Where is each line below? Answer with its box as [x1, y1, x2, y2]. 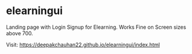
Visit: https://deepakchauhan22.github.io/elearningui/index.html [6, 41, 160, 48]
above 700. [6, 29, 33, 36]
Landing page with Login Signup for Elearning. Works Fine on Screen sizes [6, 23, 186, 31]
